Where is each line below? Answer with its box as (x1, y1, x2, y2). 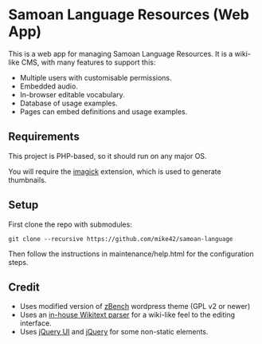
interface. (19, 318, 52, 328)
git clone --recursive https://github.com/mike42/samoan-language (8, 235, 233, 243)
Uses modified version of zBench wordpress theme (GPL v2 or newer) (19, 302, 251, 311)
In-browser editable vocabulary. (19, 89, 125, 99)
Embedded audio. (19, 81, 78, 91)
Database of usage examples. (19, 98, 118, 108)
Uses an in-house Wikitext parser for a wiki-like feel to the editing (19, 310, 236, 320)
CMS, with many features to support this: (21, 57, 156, 67)
